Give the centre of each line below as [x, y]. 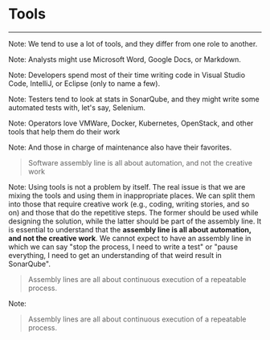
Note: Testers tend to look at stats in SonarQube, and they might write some [134, 99]
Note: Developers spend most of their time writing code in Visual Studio [127, 75]
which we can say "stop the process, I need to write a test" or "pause [123, 247]
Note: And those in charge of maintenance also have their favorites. [120, 147]
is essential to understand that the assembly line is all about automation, [130, 229]
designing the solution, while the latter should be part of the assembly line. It [135, 221]
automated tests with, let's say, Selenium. [77, 107]
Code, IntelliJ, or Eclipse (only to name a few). [84, 83]
